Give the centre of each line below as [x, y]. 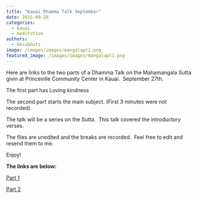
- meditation [27, 34]
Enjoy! [14, 155]
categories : [21, 22]
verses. [15, 125]
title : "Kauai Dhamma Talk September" [54, 12]
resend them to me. [30, 143]
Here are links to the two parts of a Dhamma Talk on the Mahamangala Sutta [99, 72]
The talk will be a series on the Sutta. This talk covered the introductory [93, 119]
